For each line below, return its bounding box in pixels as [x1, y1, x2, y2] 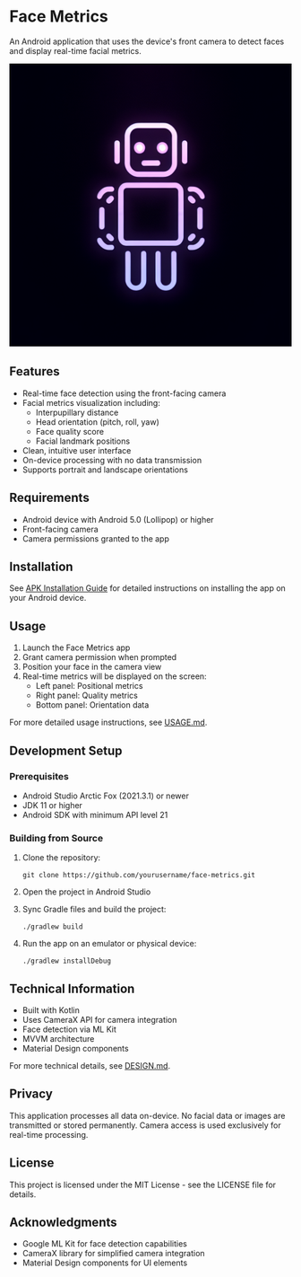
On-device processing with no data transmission [21, 454, 202, 465]
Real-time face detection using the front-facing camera [21, 388, 227, 399]
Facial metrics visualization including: [21, 397, 161, 408]
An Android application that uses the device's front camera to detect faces [9, 36, 285, 47]
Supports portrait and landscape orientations [21, 464, 188, 475]
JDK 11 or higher [21, 799, 83, 810]
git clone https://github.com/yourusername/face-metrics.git [21, 871, 256, 880]
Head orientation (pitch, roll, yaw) [35, 416, 159, 427]
